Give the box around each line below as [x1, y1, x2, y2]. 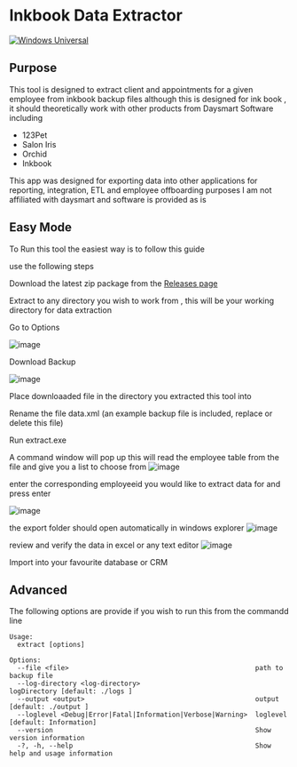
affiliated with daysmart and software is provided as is [9, 194, 207, 204]
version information [9, 734, 86, 743]
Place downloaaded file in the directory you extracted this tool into [9, 390, 252, 401]
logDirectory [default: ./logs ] [9, 687, 133, 696]
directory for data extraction [9, 304, 113, 316]
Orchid [21, 148, 47, 159]
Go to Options [9, 322, 60, 332]
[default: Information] [9, 718, 98, 727]
